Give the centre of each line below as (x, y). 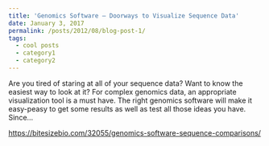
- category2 (36, 61)
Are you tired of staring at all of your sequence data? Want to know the (126, 83)
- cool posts (37, 46)
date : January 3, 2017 (46, 23)
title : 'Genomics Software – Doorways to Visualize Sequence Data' (124, 16)
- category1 (36, 53)
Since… (21, 117)
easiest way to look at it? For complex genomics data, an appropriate (122, 91)
